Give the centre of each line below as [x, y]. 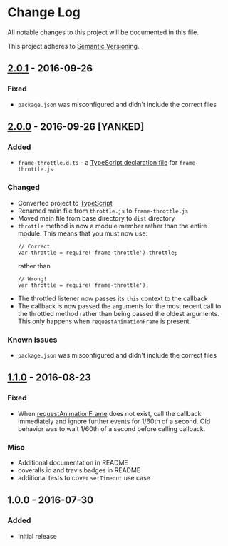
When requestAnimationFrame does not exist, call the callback [109, 413]
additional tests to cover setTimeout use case [84, 477]
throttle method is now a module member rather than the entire [113, 226]
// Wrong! [32, 279]
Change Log [44, 12]
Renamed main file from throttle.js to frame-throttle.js [103, 211]
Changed [24, 188]
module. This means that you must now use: [83, 233]
